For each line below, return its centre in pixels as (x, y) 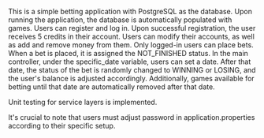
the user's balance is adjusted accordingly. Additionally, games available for (131, 78)
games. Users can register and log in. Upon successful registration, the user (132, 28)
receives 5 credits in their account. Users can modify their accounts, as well (131, 36)
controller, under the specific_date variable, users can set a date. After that (130, 62)
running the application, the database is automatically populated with (120, 20)
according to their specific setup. (62, 126)
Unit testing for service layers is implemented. (83, 102)
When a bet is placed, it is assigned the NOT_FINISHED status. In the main (128, 53)
